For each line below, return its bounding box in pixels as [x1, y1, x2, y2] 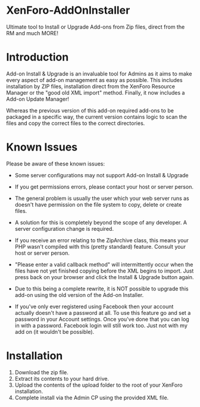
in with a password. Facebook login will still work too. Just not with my [14, 322, 187, 329]
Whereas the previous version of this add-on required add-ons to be [6, 107, 174, 114]
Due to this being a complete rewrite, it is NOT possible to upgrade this [14, 285, 189, 292]
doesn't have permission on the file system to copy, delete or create [14, 201, 182, 208]
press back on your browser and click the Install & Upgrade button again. [14, 273, 194, 280]
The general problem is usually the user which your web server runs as [14, 195, 189, 202]
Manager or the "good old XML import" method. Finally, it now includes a [6, 89, 185, 96]
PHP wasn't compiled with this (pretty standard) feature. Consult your [14, 243, 186, 250]
